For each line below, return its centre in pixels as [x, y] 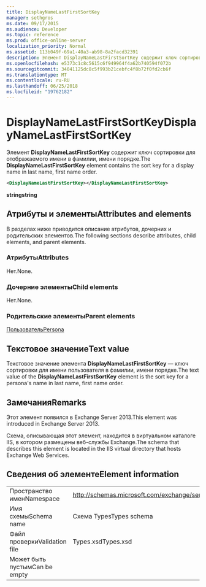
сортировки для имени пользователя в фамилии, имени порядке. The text [103, 370]
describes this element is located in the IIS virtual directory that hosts [94, 449]
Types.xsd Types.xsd [102, 542]
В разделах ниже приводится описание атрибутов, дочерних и [89, 229]
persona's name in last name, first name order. [65, 383]
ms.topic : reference [33, 35]
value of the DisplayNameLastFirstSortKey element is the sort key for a [97, 377]
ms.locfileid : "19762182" [39, 92]
